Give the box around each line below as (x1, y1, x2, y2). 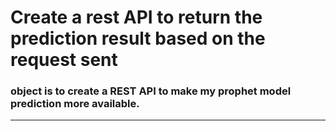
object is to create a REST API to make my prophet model (10, 84, 292, 98)
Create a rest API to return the (10, 6, 263, 29)
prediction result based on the (10, 27, 266, 50)
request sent (10, 49, 118, 71)
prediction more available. (10, 97, 140, 111)
